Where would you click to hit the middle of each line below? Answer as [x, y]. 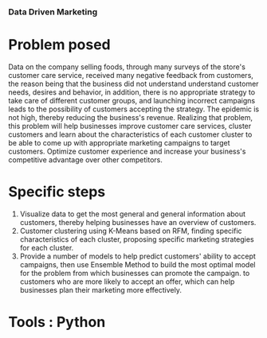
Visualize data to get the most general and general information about [132, 214]
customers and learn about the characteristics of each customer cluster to [130, 134]
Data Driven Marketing [53, 12]
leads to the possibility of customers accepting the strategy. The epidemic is [134, 109]
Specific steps [57, 192]
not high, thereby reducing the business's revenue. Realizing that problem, [131, 117]
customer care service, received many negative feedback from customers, [131, 75]
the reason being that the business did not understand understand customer [133, 84]
